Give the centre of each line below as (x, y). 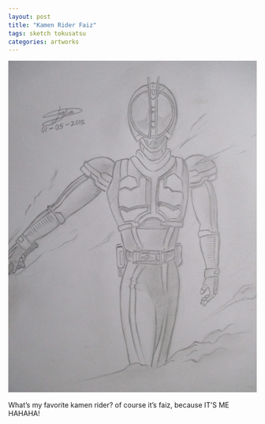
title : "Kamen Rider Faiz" (52, 25)
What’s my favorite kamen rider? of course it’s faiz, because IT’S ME (119, 405)
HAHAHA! (24, 414)
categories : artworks (44, 42)
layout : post (30, 17)
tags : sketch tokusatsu (47, 33)
